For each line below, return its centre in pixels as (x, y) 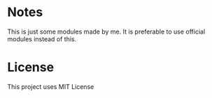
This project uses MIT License (51, 86)
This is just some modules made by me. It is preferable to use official (106, 31)
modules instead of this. (42, 38)
